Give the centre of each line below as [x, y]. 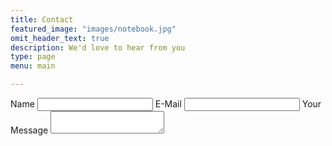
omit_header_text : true [60, 38]
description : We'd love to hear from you [98, 47]
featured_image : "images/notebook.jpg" [93, 29]
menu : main [33, 66]
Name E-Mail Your [166, 104]
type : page [33, 57]
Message [29, 130]
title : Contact [42, 19]
